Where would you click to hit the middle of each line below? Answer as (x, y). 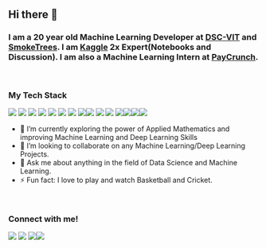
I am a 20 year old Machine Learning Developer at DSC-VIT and (133, 37)
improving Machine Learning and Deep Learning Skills (108, 137)
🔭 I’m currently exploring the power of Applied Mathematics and (125, 129)
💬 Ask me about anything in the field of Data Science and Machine (128, 162)
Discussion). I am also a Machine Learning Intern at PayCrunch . (133, 57)
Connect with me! (43, 219)
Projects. (34, 154)
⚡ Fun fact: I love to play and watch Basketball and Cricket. (116, 180)
